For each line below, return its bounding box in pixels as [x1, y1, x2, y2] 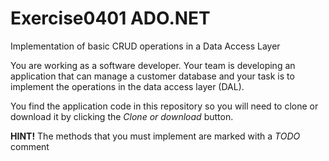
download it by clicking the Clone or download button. [10, 110, 234, 122]
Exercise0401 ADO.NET [10, 7, 211, 30]
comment [10, 140, 50, 152]
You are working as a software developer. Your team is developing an [10, 59, 296, 71]
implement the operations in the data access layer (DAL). [10, 80, 245, 92]
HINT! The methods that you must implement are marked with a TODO [10, 130, 301, 142]
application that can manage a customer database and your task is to [10, 70, 295, 82]
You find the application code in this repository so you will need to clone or [10, 100, 319, 112]
